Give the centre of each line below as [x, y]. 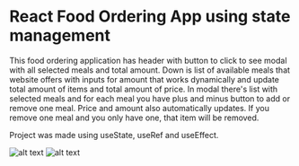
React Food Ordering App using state [150, 17]
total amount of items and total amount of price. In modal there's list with [144, 89]
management [60, 35]
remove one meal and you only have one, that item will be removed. [134, 118]
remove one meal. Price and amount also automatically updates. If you [139, 108]
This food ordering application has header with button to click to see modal [148, 60]
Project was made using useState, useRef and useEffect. [114, 135]
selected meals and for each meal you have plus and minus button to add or [149, 98]
